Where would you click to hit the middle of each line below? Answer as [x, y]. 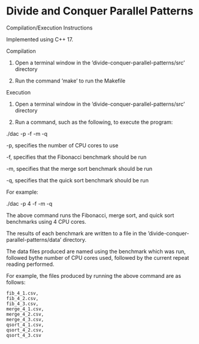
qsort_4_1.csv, [25, 325]
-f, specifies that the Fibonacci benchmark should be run [76, 157]
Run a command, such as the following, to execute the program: [94, 122]
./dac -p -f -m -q [27, 134]
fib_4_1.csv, [22, 293]
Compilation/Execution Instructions [49, 28]
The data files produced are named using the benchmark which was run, [96, 251]
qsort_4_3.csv [24, 335]
